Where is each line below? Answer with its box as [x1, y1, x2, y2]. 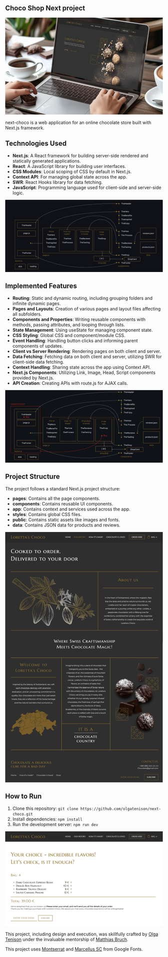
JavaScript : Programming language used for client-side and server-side [12, 184, 161, 190]
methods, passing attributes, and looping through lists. [12, 321, 125, 327]
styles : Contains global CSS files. [12, 511, 81, 517]
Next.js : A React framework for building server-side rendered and [12, 152, 148, 158]
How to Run [5, 792, 42, 800]
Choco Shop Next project [5, 4, 85, 12]
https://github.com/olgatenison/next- [80, 806, 161, 811]
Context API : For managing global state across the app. [12, 173, 127, 179]
